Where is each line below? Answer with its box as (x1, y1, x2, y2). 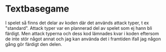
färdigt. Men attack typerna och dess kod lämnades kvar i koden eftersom (5, 30, 159, 36)
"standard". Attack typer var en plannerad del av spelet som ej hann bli (5, 25, 152, 31)
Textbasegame (5, 3, 70, 15)
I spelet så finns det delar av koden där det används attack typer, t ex (5, 20, 149, 26)
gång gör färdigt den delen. (5, 41, 62, 47)
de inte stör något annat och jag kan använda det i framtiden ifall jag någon (5, 36, 161, 42)
